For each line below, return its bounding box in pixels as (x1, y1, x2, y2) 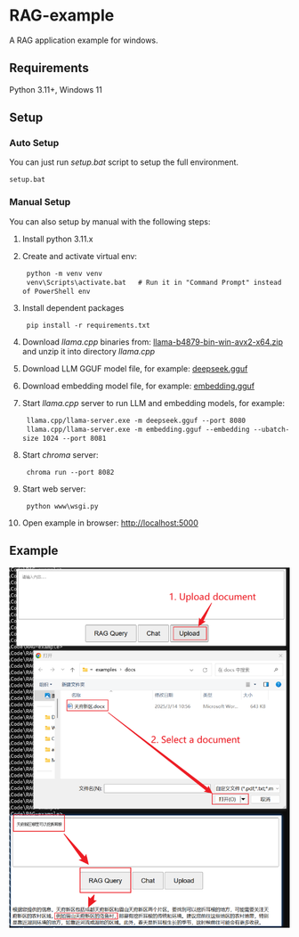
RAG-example (9, 5, 115, 26)
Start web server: (21, 483, 86, 494)
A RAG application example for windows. (9, 35, 158, 45)
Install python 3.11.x (21, 233, 93, 244)
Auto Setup (9, 137, 60, 150)
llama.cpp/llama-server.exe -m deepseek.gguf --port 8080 (26, 416, 246, 425)
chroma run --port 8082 (26, 468, 115, 477)
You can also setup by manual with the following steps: (9, 216, 211, 227)
